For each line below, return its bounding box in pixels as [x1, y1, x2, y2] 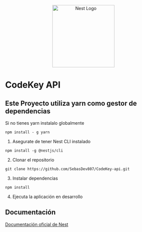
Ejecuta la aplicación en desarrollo [12, 194, 83, 200]
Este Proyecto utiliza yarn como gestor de [5, 99, 137, 107]
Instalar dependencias [12, 175, 58, 181]
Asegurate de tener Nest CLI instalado [12, 139, 91, 144]
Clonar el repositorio [12, 157, 55, 163]
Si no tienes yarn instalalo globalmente [5, 120, 84, 126]
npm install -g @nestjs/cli [5, 148, 64, 153]
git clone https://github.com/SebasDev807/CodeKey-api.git [5, 167, 130, 172]
